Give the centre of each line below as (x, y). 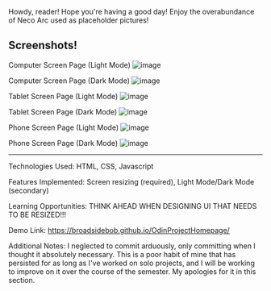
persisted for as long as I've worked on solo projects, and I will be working (132, 263)
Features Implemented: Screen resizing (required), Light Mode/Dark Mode (131, 181)
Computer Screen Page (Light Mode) (70, 64)
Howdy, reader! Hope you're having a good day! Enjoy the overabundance (131, 12)
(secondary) (29, 190)
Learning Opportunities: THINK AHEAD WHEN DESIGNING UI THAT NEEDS (133, 206)
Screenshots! (43, 46)
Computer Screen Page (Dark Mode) (69, 81)
